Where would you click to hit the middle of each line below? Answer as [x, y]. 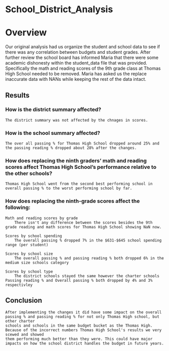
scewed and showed [25, 334]
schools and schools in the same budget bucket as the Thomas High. [79, 326]
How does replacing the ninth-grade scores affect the [73, 201]
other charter [20, 321]
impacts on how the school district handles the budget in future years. [85, 343]
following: [18, 208]
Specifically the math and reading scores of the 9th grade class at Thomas [83, 68]
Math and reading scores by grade [42, 218]
